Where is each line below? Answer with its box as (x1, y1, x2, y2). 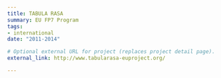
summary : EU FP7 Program (7, 17, 79, 23)
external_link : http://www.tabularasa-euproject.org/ (7, 55, 166, 62)
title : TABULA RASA (7, 10, 64, 17)
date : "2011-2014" (7, 36, 60, 43)
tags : (7, 23, 23, 30)
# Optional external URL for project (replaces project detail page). (7, 48, 215, 55)
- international (7, 29, 54, 37)
